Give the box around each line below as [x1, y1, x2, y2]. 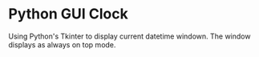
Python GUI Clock [8, 5, 128, 23]
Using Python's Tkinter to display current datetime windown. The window [8, 31, 251, 41]
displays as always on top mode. [8, 39, 116, 49]
